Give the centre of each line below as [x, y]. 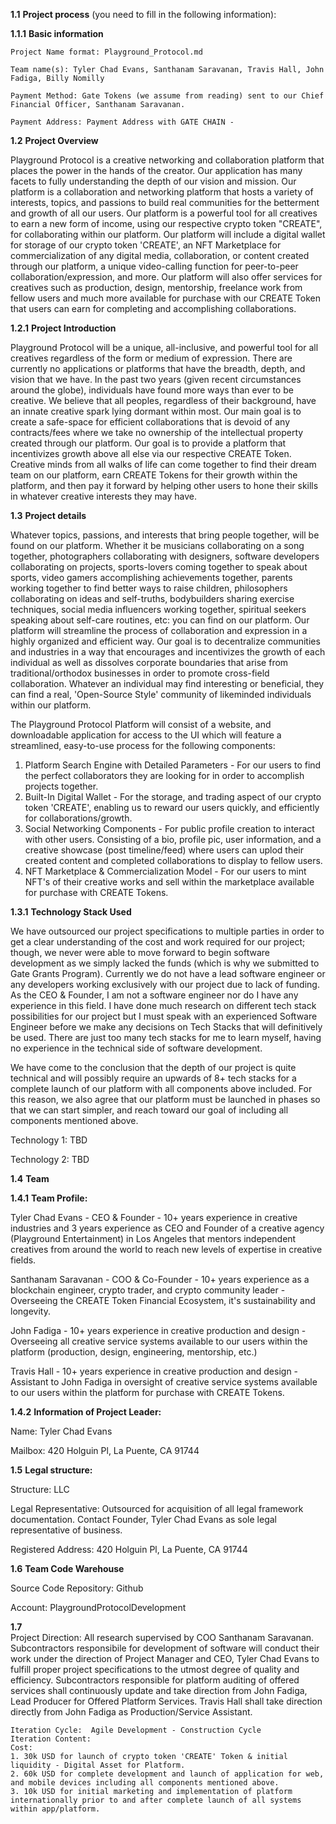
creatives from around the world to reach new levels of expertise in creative [166, 1249]
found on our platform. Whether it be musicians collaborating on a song [157, 545]
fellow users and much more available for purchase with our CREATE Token [165, 298]
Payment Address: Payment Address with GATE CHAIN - [122, 122]
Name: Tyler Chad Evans [61, 1431]
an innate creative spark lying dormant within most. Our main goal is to [156, 411]
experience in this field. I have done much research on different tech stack [163, 1005]
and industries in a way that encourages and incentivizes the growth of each [168, 652]
